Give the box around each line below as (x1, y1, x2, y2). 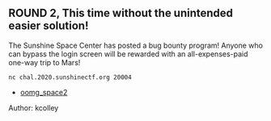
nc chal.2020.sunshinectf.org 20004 (8, 73, 132, 81)
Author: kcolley (8, 102, 59, 112)
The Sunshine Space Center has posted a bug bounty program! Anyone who (8, 40, 263, 50)
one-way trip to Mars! (8, 57, 81, 67)
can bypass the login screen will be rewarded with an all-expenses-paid (8, 48, 248, 59)
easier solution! (8, 19, 89, 33)
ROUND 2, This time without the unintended (8, 6, 233, 20)
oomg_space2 (19, 87, 68, 97)
